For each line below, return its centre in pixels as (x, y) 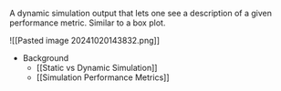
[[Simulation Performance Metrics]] (103, 77)
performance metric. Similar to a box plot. (88, 23)
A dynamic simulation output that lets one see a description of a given (140, 13)
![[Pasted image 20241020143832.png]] (85, 40)
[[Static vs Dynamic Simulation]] (97, 68)
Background (46, 58)
